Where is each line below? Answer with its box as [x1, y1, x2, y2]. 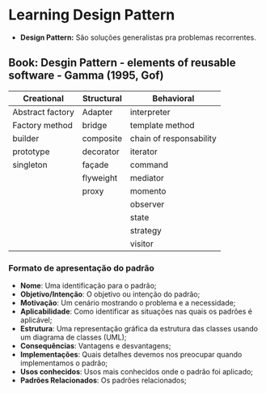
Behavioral [152, 92, 195, 104]
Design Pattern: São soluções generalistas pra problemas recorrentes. [19, 32, 256, 42]
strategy [129, 224, 162, 236]
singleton [12, 159, 48, 170]
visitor [129, 237, 154, 249]
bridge [82, 119, 108, 130]
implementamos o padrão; [19, 358, 108, 368]
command [129, 159, 168, 170]
